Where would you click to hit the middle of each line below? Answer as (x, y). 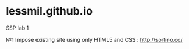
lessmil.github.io (49, 11)
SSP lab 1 (17, 28)
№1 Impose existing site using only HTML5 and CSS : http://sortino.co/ (94, 39)
